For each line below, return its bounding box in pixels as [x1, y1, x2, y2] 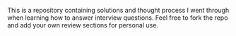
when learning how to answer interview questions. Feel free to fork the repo [7, 13, 228, 22]
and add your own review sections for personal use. [7, 21, 159, 29]
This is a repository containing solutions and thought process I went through [7, 6, 230, 14]
